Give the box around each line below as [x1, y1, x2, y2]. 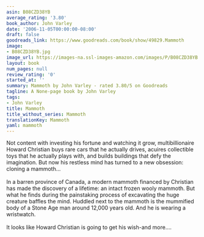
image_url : [6, 54, 34, 60]
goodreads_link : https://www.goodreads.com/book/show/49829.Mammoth [6, 37, 184, 43]
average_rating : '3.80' [6, 15, 67, 21]
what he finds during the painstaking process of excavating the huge [6, 191, 180, 199]
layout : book [6, 60, 40, 66]
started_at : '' [6, 77, 45, 83]
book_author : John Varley [6, 20, 72, 26]
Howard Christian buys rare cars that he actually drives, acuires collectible [6, 146, 194, 153]
